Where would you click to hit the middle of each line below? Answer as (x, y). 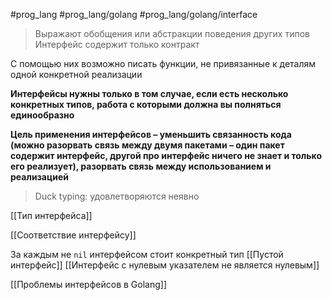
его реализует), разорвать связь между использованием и (141, 166)
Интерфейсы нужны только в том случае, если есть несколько (149, 93)
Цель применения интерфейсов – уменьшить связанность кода (151, 134)
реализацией (39, 177)
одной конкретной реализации (76, 74)
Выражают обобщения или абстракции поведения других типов (172, 33)
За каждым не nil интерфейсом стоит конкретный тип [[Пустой (147, 254)
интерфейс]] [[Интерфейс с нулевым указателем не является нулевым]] (165, 265)
